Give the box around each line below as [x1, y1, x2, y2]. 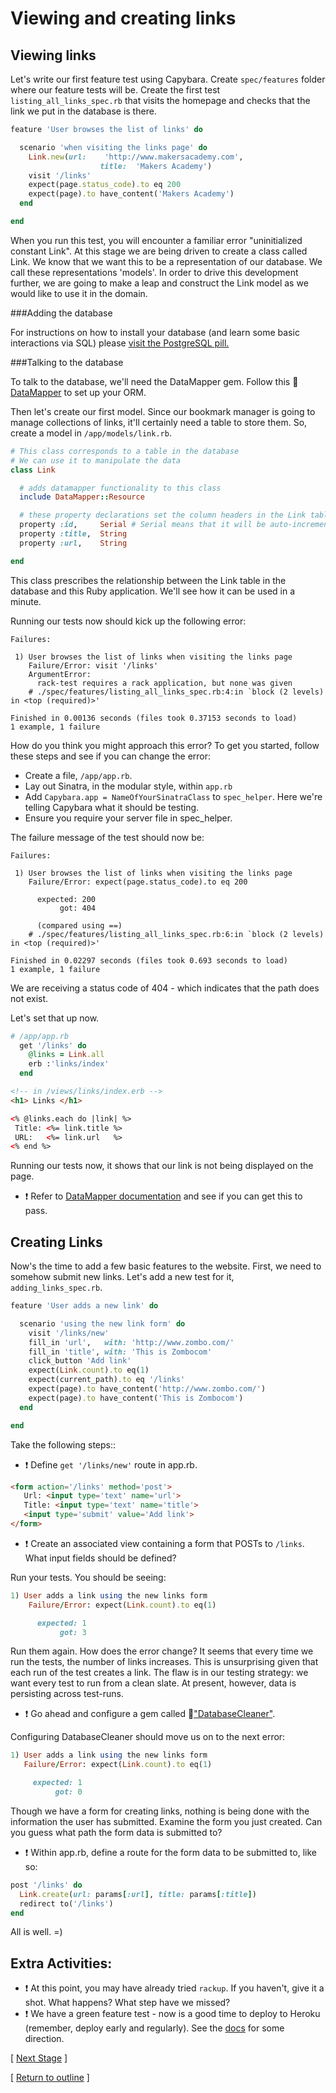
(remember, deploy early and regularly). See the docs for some [24, 2022, 285, 2034]
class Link [10, 465, 56, 475]
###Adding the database [10, 307, 113, 319]
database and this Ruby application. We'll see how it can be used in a [10, 585, 296, 597]
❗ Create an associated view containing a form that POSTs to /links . [24, 1537, 305, 1549]
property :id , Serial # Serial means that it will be [19, 520, 267, 530]
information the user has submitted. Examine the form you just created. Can [10, 1815, 323, 1827]
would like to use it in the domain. [10, 287, 148, 299]
